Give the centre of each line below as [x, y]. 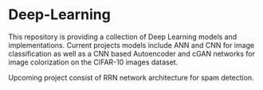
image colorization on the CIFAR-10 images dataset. [93, 62]
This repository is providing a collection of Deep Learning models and [123, 37]
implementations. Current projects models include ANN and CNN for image [131, 45]
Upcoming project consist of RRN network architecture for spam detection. [131, 77]
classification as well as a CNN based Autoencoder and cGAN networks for [131, 53]
